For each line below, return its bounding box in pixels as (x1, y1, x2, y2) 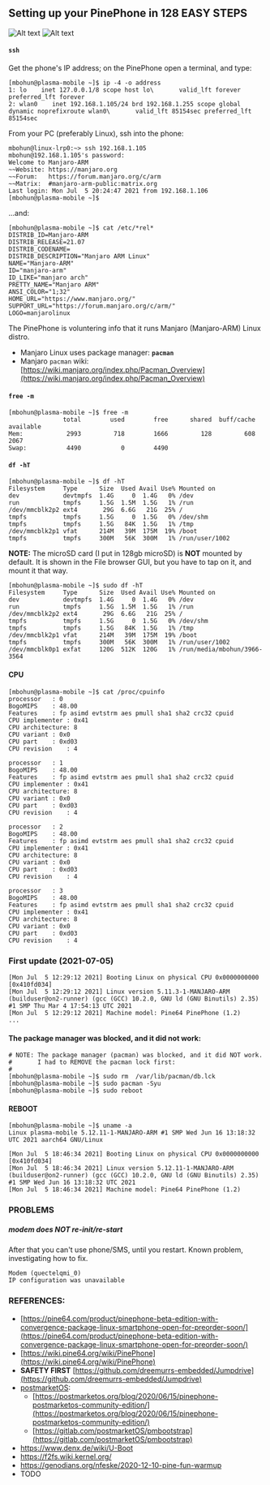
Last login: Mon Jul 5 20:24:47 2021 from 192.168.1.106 (8, 187, 208, 196)
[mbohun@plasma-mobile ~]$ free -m (8, 409, 129, 417)
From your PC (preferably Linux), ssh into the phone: (8, 129, 184, 139)
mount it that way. (8, 566, 69, 575)
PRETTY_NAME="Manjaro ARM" (8, 281, 100, 289)
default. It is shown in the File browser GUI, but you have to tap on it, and (8, 557, 252, 567)
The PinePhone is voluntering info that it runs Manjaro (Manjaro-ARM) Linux (8, 324, 261, 334)
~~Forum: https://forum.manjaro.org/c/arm (8, 173, 161, 181)
